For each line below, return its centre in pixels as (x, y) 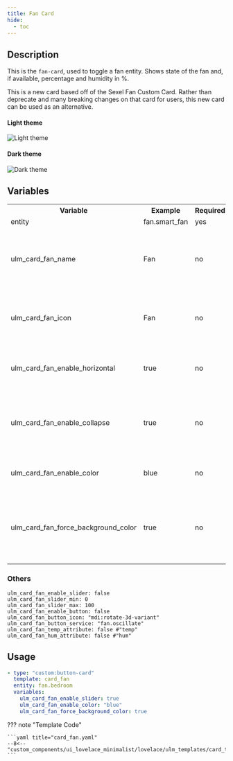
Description (33, 54)
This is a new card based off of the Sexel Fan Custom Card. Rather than (110, 92)
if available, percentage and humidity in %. (68, 79)
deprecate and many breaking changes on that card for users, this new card (116, 99)
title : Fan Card (31, 14)
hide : (15, 20)
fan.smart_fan (166, 222)
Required (210, 211)
